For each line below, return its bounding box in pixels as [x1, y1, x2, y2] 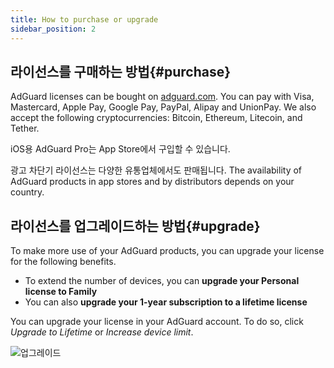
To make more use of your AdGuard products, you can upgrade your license [10, 245, 325, 257]
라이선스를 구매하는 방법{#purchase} [10, 63, 232, 80]
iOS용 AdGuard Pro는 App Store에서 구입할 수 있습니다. [10, 143, 231, 155]
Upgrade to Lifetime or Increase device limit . [10, 326, 194, 338]
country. [10, 186, 45, 198]
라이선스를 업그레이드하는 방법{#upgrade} [10, 217, 261, 235]
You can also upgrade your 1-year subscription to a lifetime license [24, 296, 308, 308]
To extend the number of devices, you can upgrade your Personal [24, 275, 300, 287]
